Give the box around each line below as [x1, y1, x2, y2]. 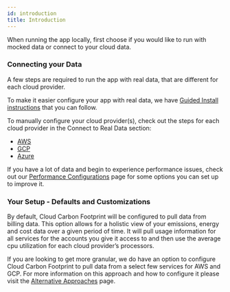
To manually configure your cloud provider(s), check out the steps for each [7, 116, 220, 124]
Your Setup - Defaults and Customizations [7, 196, 151, 206]
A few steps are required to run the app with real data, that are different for [7, 75, 218, 83]
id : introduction [7, 10, 57, 17]
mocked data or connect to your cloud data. [7, 43, 132, 51]
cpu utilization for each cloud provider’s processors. [7, 242, 154, 250]
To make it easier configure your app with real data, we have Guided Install [7, 96, 218, 104]
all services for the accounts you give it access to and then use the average [7, 234, 221, 243]
